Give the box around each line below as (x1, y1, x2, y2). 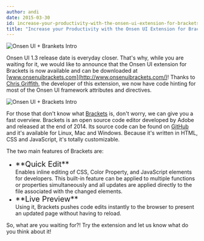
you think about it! (6, 228, 52, 236)
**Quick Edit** (15, 159, 70, 169)
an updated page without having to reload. (15, 210, 121, 217)
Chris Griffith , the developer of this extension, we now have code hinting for (6, 80, 196, 87)
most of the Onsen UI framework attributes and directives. (6, 86, 152, 94)
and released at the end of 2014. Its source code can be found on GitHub (6, 123, 189, 131)
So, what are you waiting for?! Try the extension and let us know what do (6, 222, 189, 229)
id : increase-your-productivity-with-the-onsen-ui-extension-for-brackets (6, 20, 200, 26)
